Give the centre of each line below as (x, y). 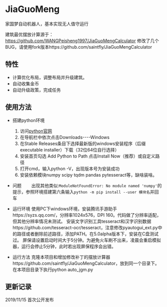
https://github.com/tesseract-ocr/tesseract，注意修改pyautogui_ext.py (85, 227)
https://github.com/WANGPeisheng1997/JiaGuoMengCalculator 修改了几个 (82, 41)
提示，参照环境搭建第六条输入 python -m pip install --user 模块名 (81, 192)
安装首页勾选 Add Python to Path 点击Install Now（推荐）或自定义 (87, 156)
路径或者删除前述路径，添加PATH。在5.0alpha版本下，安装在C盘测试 (88, 234)
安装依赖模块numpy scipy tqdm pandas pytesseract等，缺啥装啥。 (88, 175)
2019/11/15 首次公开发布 (29, 300)
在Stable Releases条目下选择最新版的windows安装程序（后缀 (83, 143)
